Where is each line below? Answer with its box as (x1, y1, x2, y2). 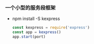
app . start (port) (12, 34, 46, 40)
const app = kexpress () (12, 30, 62, 35)
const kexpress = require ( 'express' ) (12, 25, 90, 30)
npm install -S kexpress (12, 16, 60, 22)
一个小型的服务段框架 (5, 4, 56, 11)
